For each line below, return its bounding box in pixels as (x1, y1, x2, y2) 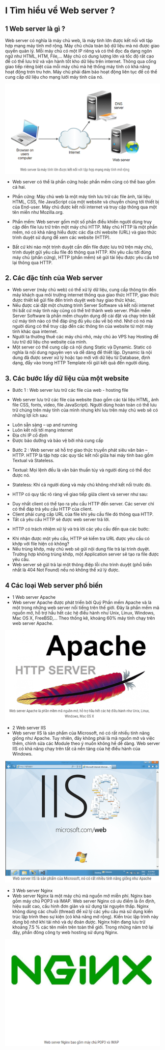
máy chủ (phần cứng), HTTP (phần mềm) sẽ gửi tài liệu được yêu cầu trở (12, 254, 159, 260)
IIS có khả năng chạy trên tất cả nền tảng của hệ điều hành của (12, 746, 140, 752)
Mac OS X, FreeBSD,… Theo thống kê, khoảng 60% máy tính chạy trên (12, 615, 155, 621)
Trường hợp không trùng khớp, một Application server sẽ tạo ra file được (12, 551, 159, 557)
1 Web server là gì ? (5, 25, 65, 33)
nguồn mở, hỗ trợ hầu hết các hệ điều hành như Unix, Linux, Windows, (12, 610, 155, 615)
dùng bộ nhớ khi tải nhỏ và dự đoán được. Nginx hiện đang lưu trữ (12, 919, 146, 925)
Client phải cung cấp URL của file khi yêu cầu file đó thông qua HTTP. (12, 511, 154, 517)
